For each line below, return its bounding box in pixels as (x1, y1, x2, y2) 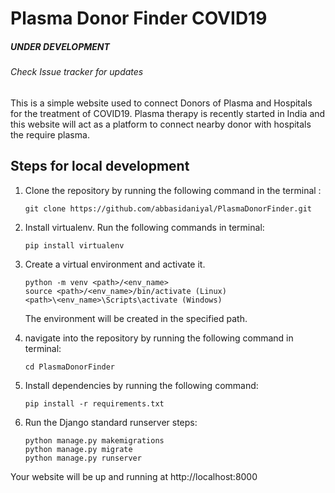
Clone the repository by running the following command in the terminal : (24, 184, 322, 196)
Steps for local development (10, 158, 190, 175)
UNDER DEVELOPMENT (10, 40, 110, 52)
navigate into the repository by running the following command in (24, 332, 294, 344)
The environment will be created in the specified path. (24, 312, 248, 324)
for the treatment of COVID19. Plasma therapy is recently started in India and (10, 107, 326, 119)
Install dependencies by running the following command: (24, 379, 259, 391)
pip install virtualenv (24, 240, 125, 251)
